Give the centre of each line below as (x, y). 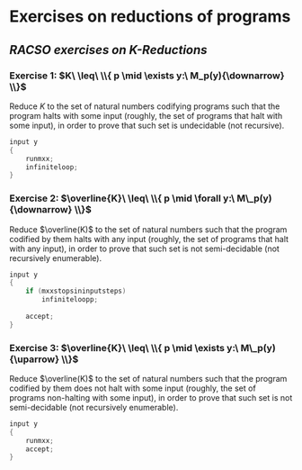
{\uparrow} (35, 359)
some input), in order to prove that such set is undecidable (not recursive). (147, 125)
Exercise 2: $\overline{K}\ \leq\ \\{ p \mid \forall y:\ (122, 198)
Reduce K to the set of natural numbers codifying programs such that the (145, 106)
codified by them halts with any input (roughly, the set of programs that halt (149, 239)
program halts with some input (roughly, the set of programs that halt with (146, 115)
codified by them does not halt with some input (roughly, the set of (133, 388)
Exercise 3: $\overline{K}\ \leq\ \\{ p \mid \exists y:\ (124, 348)
